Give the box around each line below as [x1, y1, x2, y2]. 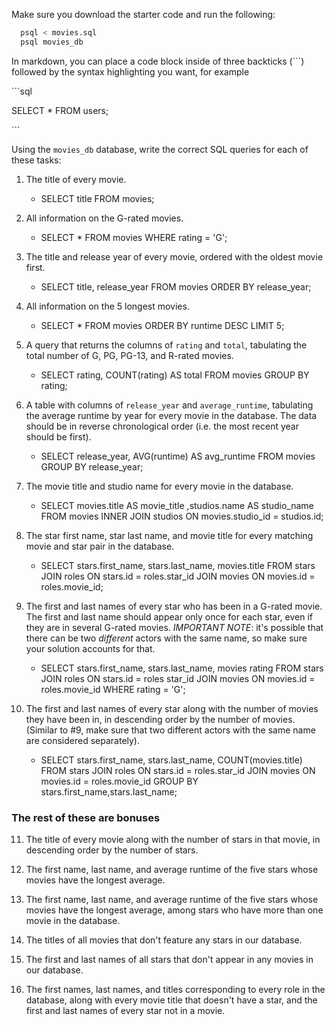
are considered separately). [25, 734, 141, 746]
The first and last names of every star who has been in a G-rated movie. [25, 600, 323, 612]
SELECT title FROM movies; [40, 192, 155, 204]
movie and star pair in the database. [25, 540, 175, 552]
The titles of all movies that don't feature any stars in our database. [25, 934, 303, 946]
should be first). [25, 430, 92, 443]
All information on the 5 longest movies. [25, 300, 190, 312]
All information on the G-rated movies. [25, 212, 184, 224]
